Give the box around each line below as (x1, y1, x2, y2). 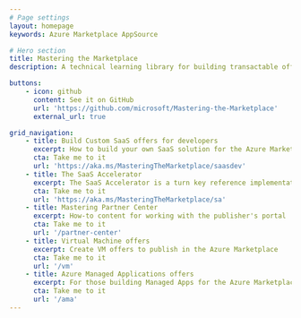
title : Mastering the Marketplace (9, 55, 139, 64)
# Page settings (9, 13, 70, 22)
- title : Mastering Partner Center (25, 203, 159, 212)
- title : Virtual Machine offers (25, 236, 150, 245)
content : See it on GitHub (32, 95, 134, 104)
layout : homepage (9, 21, 74, 30)
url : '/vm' (32, 262, 74, 271)
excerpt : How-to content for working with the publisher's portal (32, 211, 287, 220)
